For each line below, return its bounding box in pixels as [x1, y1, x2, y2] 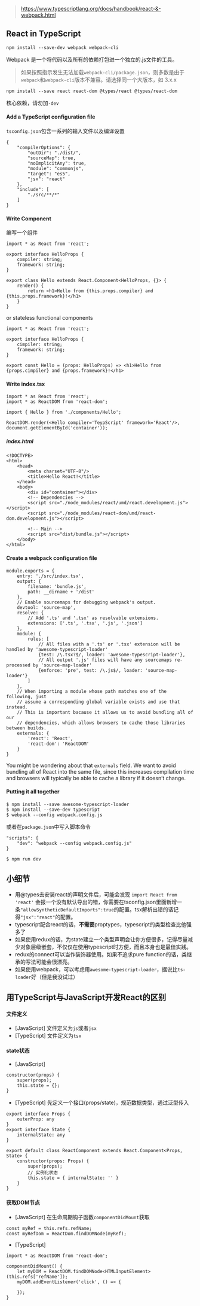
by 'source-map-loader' [32, 662, 93, 668]
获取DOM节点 [6, 1199, 40, 1206]
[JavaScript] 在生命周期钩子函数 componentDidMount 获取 [14, 1213, 150, 1220]
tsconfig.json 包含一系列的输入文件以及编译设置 [6, 128, 125, 135]
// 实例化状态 [27, 1170, 59, 1176]
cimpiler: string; [17, 341, 63, 348]
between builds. [6, 725, 47, 731]
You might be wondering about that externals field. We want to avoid [6, 762, 176, 769]
